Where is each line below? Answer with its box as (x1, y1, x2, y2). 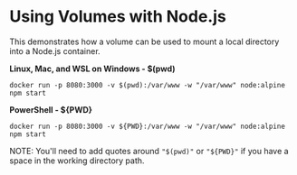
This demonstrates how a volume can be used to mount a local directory (9, 36, 280, 47)
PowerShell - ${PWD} (9, 104, 93, 115)
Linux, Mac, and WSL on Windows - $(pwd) (9, 63, 176, 74)
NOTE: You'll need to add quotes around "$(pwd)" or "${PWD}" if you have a (9, 145, 289, 156)
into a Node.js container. (9, 45, 101, 56)
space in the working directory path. (9, 155, 145, 166)
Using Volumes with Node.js (9, 6, 226, 27)
